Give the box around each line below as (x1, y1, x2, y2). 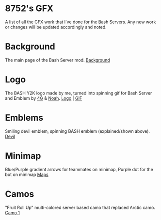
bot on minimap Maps (5, 172, 48, 177)
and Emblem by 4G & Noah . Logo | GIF (5, 95, 82, 101)
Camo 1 (5, 209, 20, 216)
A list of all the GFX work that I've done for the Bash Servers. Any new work (5, 19, 156, 25)
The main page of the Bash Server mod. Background (5, 57, 110, 63)
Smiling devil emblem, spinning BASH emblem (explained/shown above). (5, 128, 150, 134)
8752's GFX (5, 3, 53, 14)
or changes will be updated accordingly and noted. (5, 24, 107, 30)
